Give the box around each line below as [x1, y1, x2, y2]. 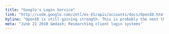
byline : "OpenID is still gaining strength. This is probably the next [5, 16, 158, 21]
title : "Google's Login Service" [5, 7, 75, 12]
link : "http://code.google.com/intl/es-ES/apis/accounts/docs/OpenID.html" [5, 12, 167, 17]
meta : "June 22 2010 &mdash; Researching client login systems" [5, 21, 143, 26]
